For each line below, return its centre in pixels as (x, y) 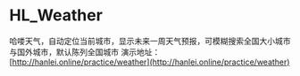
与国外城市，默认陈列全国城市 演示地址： (85, 52)
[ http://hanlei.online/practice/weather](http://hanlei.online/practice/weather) (150, 62)
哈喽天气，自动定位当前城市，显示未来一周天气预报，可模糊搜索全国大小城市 (150, 41)
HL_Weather (56, 15)
